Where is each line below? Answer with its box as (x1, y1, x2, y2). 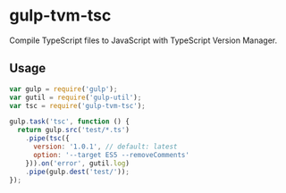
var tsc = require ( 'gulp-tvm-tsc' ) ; (9, 101, 146, 110)
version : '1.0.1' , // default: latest (32, 142, 178, 151)
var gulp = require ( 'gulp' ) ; (9, 84, 118, 94)
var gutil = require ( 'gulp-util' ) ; (9, 93, 142, 102)
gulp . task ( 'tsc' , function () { (9, 117, 130, 126)
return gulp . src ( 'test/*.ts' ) (17, 126, 130, 135)
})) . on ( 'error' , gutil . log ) (25, 158, 130, 168)
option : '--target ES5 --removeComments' (32, 150, 190, 159)
